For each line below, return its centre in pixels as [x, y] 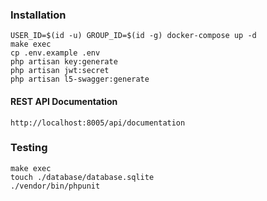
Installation [38, 15]
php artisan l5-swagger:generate [80, 79]
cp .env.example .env [55, 53]
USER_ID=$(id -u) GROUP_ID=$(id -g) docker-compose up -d [133, 36]
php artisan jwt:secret [60, 71]
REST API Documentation [64, 101]
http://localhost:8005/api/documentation [98, 123]
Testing [29, 148]
